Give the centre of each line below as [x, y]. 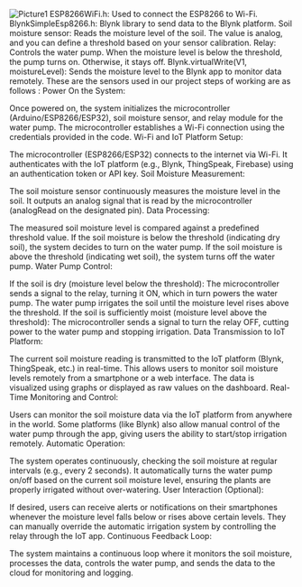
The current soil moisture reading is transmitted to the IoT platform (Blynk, [146, 359]
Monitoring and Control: [74, 397]
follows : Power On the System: [68, 91]
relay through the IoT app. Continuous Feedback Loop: [110, 536]
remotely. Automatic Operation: [68, 443]
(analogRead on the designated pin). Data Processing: [110, 210]
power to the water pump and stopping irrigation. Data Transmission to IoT [147, 331]
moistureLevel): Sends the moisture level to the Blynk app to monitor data [146, 71]
